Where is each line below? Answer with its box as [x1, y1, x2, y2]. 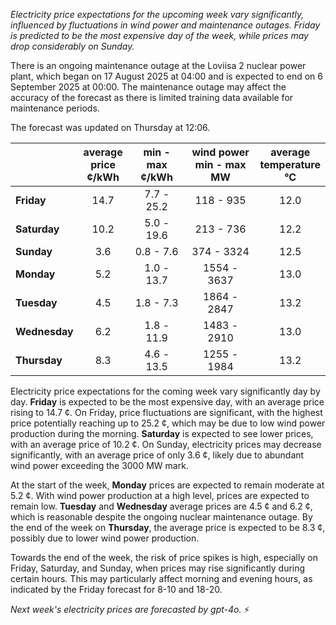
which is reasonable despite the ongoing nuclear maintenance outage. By [10, 511, 313, 523]
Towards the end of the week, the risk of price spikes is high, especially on [10, 552, 318, 563]
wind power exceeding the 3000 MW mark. [10, 460, 189, 471]
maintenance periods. [10, 102, 100, 114]
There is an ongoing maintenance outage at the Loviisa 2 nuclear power [10, 60, 307, 71]
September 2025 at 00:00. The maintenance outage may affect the [10, 81, 287, 93]
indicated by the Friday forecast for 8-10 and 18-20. [10, 584, 223, 595]
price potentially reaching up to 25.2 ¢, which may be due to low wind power [10, 417, 326, 429]
